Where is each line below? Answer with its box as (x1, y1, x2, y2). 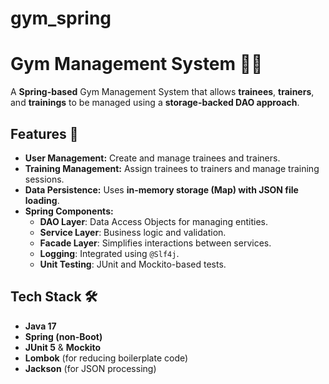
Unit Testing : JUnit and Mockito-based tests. (39, 258, 227, 270)
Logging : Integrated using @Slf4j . (39, 247, 180, 259)
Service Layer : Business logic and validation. (39, 226, 227, 238)
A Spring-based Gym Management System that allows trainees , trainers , (10, 86, 315, 98)
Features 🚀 (10, 125, 79, 142)
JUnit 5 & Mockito (24, 341, 102, 353)
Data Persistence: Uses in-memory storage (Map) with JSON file (24, 183, 299, 196)
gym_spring (10, 7, 112, 30)
